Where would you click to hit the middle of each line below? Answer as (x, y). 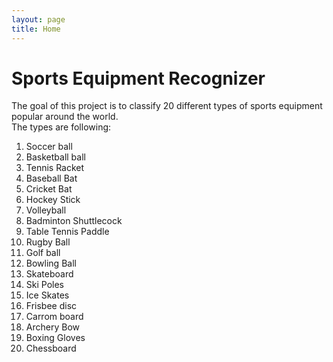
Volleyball (46, 210)
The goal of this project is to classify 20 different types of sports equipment (167, 106)
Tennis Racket (55, 168)
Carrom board (54, 317)
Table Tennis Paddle (67, 232)
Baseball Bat (51, 178)
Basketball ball (55, 157)
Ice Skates (47, 295)
